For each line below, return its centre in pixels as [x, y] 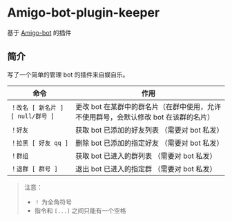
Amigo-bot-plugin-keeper [84, 13]
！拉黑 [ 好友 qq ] [40, 143]
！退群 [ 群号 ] [34, 169]
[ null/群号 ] [32, 116]
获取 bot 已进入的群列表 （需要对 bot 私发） [146, 155]
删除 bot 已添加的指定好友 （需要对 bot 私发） [149, 143]
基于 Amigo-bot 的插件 [39, 32]
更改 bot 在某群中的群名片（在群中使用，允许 [148, 106]
